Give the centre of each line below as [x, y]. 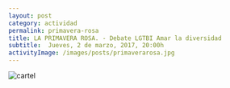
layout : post [30, 16]
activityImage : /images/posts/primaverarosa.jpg [92, 53]
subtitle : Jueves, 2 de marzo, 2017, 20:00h [86, 46]
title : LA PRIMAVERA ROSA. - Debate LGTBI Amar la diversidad [115, 38]
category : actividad [43, 23]
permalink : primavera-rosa [54, 30]
